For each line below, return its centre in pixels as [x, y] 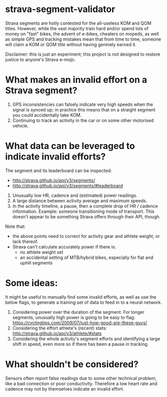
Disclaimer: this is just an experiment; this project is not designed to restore [83, 54]
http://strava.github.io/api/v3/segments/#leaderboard [68, 185]
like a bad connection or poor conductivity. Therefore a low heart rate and [81, 383]
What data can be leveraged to [70, 146]
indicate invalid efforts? [55, 157]
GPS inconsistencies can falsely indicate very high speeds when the [83, 104]
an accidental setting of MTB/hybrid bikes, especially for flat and [86, 257]
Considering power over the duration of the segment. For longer [78, 312]
